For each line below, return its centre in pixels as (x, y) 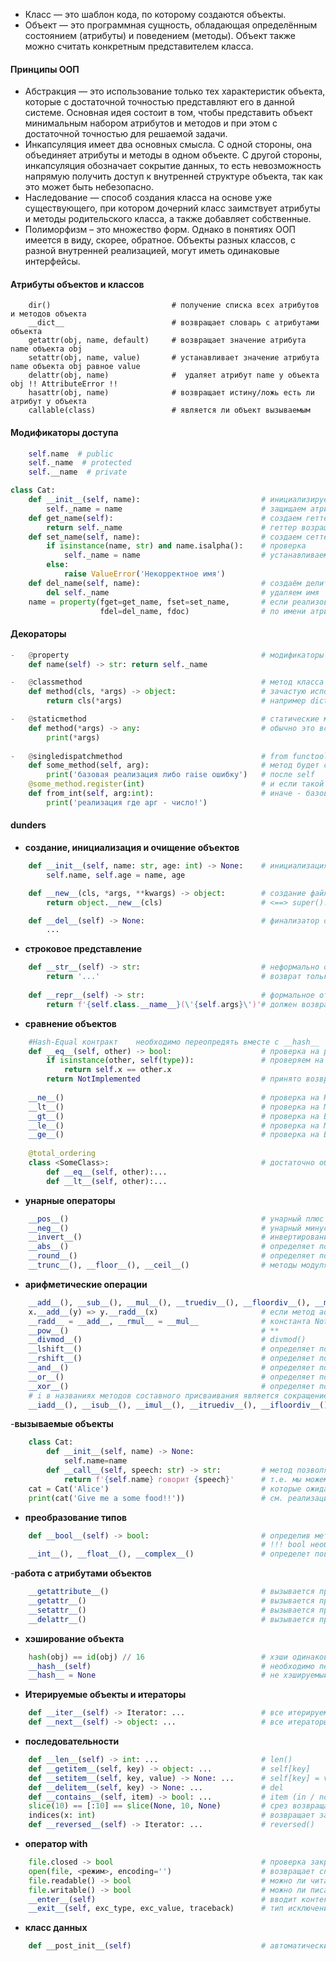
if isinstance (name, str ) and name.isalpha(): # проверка (176, 546)
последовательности (72, 1741)
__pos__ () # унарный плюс (176, 1219)
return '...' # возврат (174, 977)
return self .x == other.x (117, 1070)
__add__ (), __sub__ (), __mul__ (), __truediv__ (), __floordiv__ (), (169, 1302)
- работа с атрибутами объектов (81, 1573)
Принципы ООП (45, 69)
